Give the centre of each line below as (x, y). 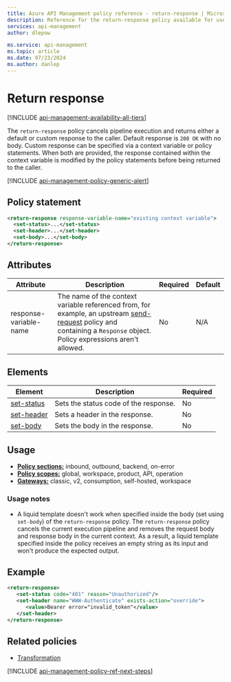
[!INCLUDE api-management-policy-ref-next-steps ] (80, 671)
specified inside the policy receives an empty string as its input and (112, 543)
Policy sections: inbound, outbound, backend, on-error (96, 467)
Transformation (39, 658)
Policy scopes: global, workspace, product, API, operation (100, 474)
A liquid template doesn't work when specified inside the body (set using (120, 514)
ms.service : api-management (47, 45)
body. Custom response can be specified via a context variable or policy (110, 145)
